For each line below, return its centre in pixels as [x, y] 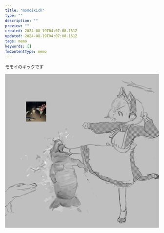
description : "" [21, 21]
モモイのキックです [24, 66]
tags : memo [16, 42]
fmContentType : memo [26, 51]
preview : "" [17, 26]
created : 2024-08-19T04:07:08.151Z [41, 31]
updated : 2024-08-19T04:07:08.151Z [41, 36]
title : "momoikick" [25, 10]
